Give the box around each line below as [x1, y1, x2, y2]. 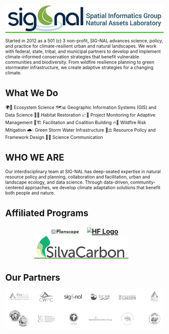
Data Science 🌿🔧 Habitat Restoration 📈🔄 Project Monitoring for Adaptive [5, 112, 156, 118]
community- [130, 179, 156, 185]
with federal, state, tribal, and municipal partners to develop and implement [5, 48, 161, 54]
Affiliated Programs [5, 208, 89, 219]
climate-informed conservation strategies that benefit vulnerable [5, 53, 139, 59]
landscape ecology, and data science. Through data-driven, [5, 179, 129, 185]
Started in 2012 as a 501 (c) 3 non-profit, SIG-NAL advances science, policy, [5, 37, 163, 44]
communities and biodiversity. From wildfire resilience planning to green [5, 59, 155, 65]
